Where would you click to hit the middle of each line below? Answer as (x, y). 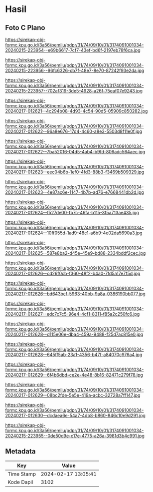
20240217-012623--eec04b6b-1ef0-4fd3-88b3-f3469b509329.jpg (75, 172)
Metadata (20, 451)
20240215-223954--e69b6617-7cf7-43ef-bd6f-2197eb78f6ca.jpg (73, 50)
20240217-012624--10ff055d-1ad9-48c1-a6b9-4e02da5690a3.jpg (74, 233)
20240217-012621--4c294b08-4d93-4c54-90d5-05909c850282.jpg (76, 111)
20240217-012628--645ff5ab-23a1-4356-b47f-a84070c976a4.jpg (74, 355)
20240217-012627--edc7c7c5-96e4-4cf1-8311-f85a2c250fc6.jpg (73, 314)
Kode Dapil (20, 482)
